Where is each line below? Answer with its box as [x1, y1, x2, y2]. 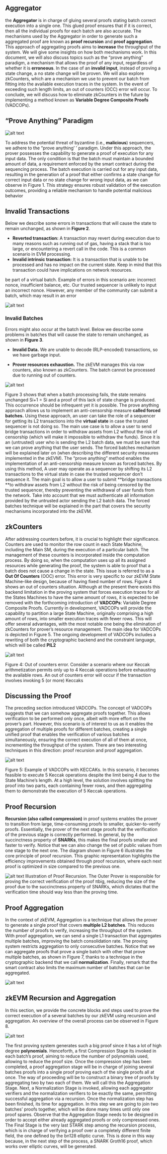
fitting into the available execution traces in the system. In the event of [5, 81, 149, 87]
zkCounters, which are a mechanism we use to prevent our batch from [5, 75, 150, 81]
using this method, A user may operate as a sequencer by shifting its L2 [5, 465, 153, 471]
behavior [5, 192, 23, 199]
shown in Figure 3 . [5, 337, 44, 343]
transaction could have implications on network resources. [12, 267, 133, 273]
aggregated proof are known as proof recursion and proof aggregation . [5, 38, 154, 44]
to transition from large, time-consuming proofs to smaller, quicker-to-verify [5, 821, 161, 827]
